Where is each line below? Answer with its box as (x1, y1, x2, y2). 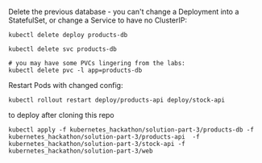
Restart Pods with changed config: (8, 81, 123, 90)
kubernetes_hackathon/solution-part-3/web (8, 147, 153, 155)
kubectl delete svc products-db (8, 45, 117, 53)
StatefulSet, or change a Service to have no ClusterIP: (8, 15, 188, 25)
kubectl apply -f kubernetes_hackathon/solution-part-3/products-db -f (8, 126, 254, 134)
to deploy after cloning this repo (8, 111, 114, 119)
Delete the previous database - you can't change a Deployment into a (8, 7, 239, 16)
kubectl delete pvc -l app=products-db (8, 66, 143, 74)
